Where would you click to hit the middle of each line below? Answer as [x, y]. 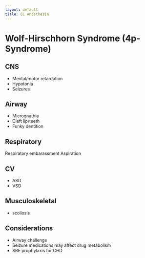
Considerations [29, 228]
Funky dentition [28, 126]
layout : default [21, 10]
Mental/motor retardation [37, 78]
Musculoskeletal [31, 201]
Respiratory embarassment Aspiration [43, 153]
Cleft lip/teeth [26, 121]
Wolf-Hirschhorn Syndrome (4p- [73, 38]
